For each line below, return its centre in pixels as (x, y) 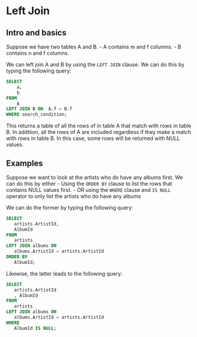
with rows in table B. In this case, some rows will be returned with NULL (93, 138)
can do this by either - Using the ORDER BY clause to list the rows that (89, 184)
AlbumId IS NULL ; (35, 328)
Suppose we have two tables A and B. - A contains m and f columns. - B (94, 47)
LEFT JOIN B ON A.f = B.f (39, 109)
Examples (24, 163)
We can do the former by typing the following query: (70, 207)
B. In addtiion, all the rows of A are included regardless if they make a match (99, 132)
